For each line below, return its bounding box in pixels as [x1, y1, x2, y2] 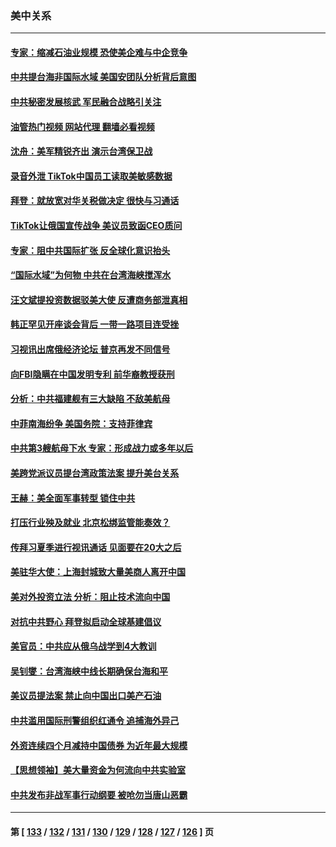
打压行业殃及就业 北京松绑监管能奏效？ [10, 517, 171, 529]
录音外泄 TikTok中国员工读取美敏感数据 [10, 170, 173, 182]
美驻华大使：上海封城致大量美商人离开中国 [10, 566, 186, 578]
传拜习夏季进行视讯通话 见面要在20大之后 [10, 541, 182, 553]
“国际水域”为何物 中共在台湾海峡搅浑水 [10, 269, 172, 281]
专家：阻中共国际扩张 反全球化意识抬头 [10, 244, 171, 256]
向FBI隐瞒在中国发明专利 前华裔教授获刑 [10, 368, 175, 380]
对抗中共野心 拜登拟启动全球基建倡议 [10, 615, 162, 627]
